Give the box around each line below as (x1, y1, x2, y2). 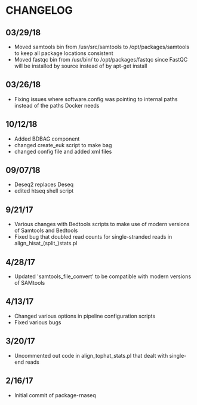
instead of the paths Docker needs (14, 102, 100, 109)
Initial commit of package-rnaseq (14, 391, 96, 398)
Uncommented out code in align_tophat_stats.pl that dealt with (14, 352, 168, 359)
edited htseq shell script (14, 187, 74, 194)
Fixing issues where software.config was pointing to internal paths (14, 95, 178, 102)
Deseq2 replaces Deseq (14, 181, 74, 188)
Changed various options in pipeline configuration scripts (14, 312, 156, 319)
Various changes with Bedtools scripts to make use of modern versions (14, 221, 190, 228)
